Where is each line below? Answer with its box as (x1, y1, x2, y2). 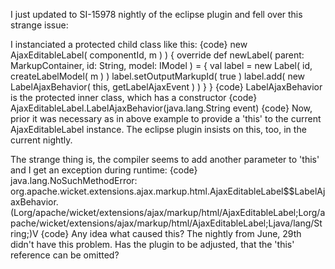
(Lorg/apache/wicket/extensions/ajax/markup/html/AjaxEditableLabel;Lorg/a (10, 207, 326, 218)
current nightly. (10, 134, 73, 146)
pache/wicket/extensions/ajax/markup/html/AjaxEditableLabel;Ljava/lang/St (10, 217, 323, 229)
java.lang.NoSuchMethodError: (10, 175, 138, 186)
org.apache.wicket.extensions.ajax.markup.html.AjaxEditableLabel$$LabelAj (10, 185, 326, 197)
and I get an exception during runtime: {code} (10, 164, 198, 176)
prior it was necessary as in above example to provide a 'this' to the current (10, 113, 322, 124)
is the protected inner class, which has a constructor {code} (10, 92, 258, 103)
